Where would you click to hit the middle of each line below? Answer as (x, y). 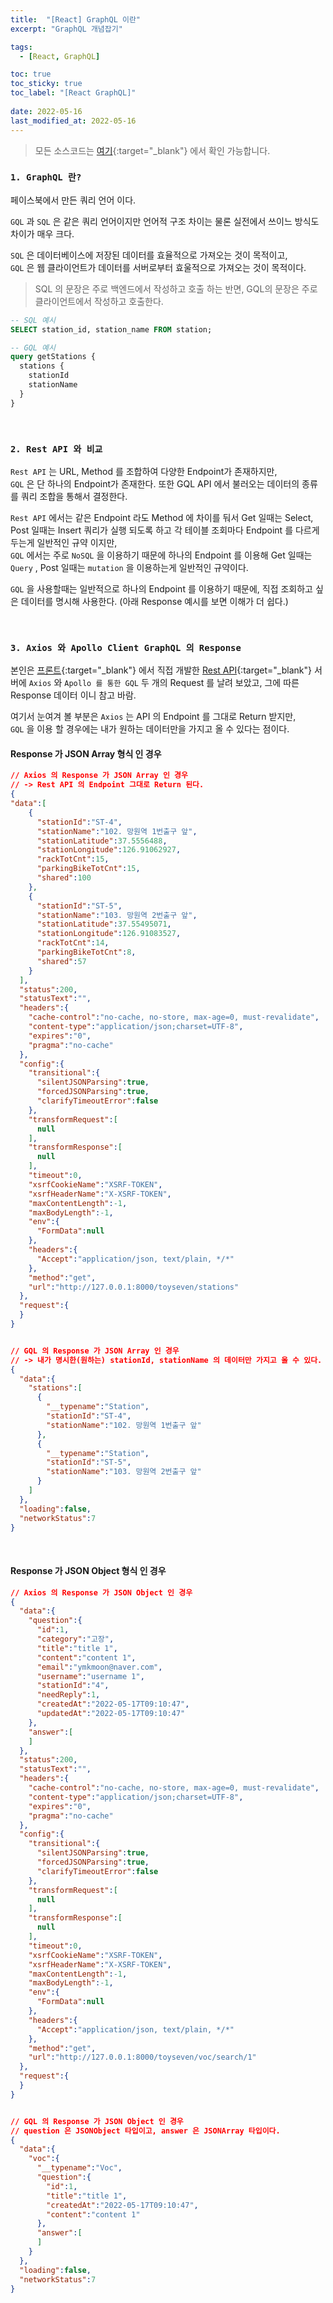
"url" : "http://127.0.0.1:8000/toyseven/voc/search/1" (142, 2057)
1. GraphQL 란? (46, 177)
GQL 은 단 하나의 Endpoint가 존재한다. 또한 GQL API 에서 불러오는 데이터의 (155, 483)
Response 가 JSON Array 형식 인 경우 (86, 753)
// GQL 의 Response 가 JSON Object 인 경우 (97, 2121)
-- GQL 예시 (33, 347)
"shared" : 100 (64, 878)
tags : (21, 47)
